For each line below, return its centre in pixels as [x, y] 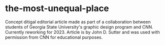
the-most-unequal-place [57, 8]
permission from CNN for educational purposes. [54, 37]
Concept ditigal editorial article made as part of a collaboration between [78, 22]
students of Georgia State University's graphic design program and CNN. [79, 27]
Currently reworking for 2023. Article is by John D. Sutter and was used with [82, 32]
